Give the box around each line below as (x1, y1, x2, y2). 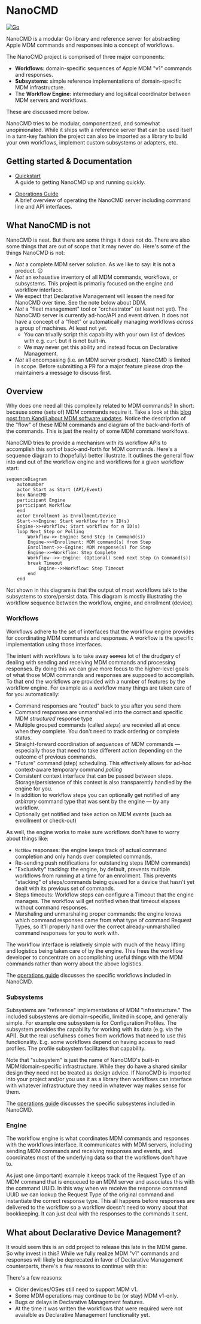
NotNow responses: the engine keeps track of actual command (14, 846, 167, 853)
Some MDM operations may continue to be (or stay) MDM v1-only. (14, 1292, 178, 1299)
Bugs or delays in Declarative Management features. (14, 1299, 145, 1306)
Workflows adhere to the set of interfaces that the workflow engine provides (6, 628, 194, 635)
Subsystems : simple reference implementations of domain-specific (14, 77, 182, 85)
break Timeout (28, 560, 63, 567)
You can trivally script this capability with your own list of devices (23, 330, 185, 338)
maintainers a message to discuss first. (14, 369, 112, 376)
